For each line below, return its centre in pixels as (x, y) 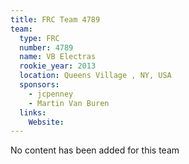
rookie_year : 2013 (58, 66)
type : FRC (39, 38)
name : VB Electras (58, 57)
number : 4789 (46, 47)
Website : (46, 122)
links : (33, 112)
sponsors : (39, 85)
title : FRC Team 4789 (55, 19)
